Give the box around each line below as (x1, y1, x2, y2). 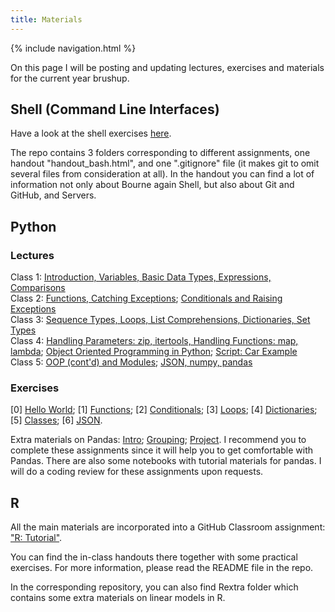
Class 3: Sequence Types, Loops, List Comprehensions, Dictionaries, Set (10, 314, 311, 326)
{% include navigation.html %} (10, 42, 137, 54)
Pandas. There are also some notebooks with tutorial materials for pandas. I (10, 455, 322, 467)
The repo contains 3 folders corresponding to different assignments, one (10, 147, 311, 159)
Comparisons (10, 282, 66, 294)
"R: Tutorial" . (10, 532, 63, 544)
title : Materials (10, 14, 83, 25)
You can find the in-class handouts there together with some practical (10, 551, 298, 563)
